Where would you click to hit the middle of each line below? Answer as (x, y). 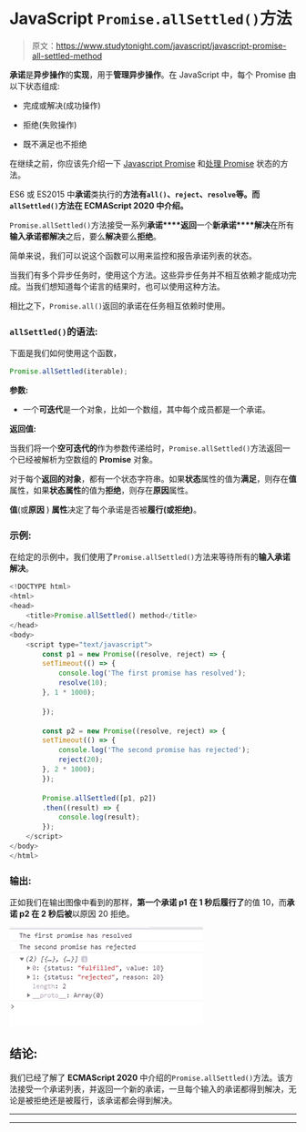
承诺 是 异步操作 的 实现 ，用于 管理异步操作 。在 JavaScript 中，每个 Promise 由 (153, 75)
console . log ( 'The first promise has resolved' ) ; (152, 673)
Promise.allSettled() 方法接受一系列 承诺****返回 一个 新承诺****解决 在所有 (152, 225)
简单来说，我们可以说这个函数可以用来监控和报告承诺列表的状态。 (133, 255)
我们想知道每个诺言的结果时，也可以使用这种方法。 (129, 286)
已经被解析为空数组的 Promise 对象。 (87, 460)
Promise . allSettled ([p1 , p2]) (99, 798)
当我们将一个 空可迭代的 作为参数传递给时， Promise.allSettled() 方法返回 (146, 448)
